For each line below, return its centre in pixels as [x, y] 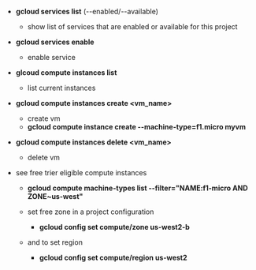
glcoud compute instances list [66, 73]
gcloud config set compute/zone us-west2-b [115, 227]
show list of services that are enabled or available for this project [132, 26]
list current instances [61, 88]
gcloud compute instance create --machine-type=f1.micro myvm [137, 127]
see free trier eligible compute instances [81, 172]
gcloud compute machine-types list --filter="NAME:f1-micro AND [137, 188]
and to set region [55, 242]
